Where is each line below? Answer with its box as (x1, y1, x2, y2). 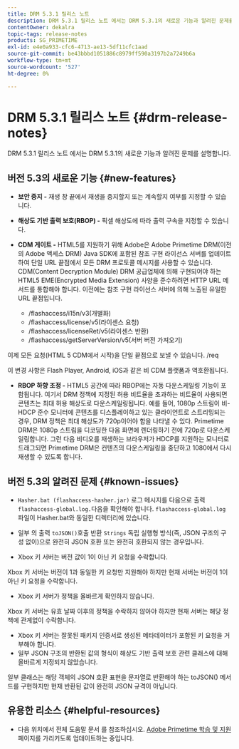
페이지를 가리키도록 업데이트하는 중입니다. (17, 733, 134, 742)
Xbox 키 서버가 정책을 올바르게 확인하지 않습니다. (17, 592, 155, 601)
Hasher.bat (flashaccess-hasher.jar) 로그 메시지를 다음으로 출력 (17, 496, 206, 505)
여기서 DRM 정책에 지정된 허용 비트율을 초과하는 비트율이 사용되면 (44, 390, 228, 399)
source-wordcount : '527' (7, 63, 81, 71)
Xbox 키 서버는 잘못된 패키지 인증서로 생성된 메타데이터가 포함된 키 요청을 (17, 631, 223, 640)
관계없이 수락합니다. (20, 616, 76, 624)
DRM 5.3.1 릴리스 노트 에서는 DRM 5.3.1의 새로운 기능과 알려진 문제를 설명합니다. (7, 149, 231, 157)
